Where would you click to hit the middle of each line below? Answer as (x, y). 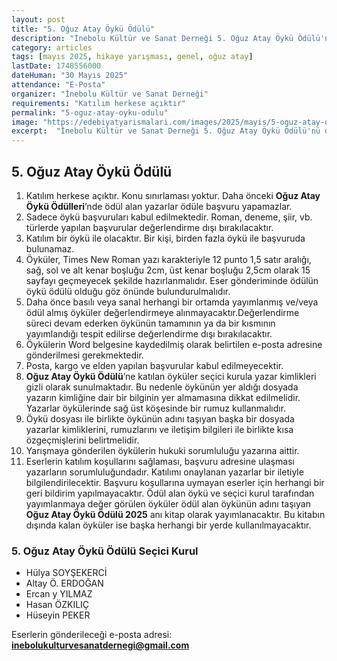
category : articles (52, 47)
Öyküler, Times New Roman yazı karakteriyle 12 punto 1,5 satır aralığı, (168, 259)
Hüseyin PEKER (58, 615)
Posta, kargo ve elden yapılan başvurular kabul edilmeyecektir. (154, 365)
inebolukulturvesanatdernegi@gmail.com (100, 645)
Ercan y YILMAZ (59, 594)
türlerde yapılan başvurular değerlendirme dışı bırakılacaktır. (149, 227)
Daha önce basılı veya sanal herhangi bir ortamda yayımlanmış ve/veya (172, 302)
